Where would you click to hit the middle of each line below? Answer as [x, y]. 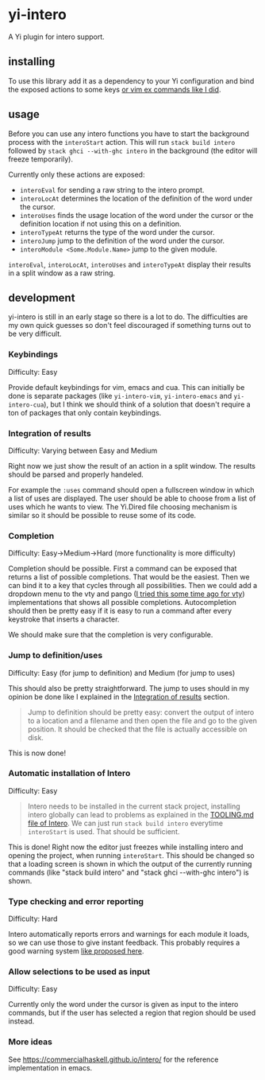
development [42, 297]
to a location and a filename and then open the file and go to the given [142, 720]
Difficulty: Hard [33, 919]
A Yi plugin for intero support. [56, 37]
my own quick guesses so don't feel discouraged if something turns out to [130, 326]
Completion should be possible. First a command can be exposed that [123, 569]
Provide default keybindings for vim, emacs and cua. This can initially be [127, 387]
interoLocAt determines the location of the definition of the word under [136, 198]
